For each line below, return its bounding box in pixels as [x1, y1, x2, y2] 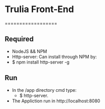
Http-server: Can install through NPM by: [12, 53, 97, 60]
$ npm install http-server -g [12, 59, 70, 65]
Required [5, 35, 34, 43]
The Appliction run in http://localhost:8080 [12, 97, 100, 104]
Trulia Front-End [5, 4, 74, 15]
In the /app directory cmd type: [12, 87, 77, 93]
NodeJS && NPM [12, 48, 47, 54]
